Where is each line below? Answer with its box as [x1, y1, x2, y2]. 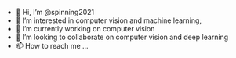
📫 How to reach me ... [15, 42, 89, 50]
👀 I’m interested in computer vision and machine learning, [15, 16, 202, 25]
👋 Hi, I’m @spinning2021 [15, 8, 95, 16]
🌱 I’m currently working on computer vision [15, 24, 155, 33]
